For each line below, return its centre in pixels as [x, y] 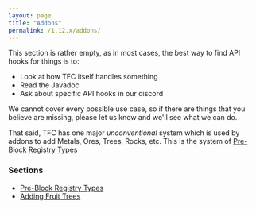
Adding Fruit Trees [50, 196]
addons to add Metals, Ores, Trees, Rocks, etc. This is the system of [120, 141]
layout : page [30, 15]
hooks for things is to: [44, 61]
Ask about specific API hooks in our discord [91, 94]
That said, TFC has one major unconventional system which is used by [124, 133]
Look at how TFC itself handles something [89, 77]
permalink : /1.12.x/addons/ [55, 30]
